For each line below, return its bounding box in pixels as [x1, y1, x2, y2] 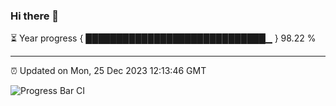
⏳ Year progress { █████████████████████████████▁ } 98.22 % [10, 32, 317, 44]
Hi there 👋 [10, 9, 60, 23]
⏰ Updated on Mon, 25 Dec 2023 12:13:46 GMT [10, 65, 207, 77]
